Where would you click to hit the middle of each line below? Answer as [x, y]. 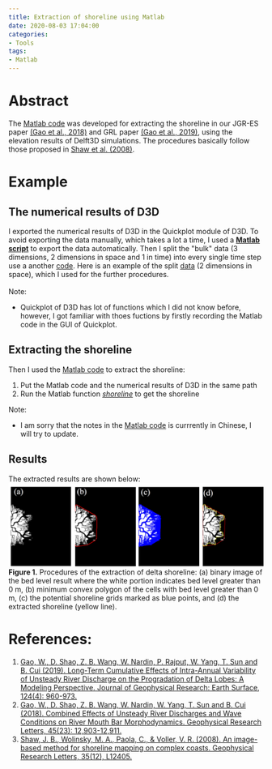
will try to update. [49, 434]
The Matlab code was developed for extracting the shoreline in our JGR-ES [134, 123]
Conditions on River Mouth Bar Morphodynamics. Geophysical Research [140, 722]
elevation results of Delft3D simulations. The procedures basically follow [129, 140]
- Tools [21, 43]
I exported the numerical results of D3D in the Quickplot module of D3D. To [134, 231]
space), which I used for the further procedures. [89, 274]
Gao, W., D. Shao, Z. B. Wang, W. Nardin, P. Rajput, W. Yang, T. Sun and [138, 661]
